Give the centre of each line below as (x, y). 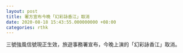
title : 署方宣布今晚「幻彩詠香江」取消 (48, 17)
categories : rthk (27, 27)
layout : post (22, 11)
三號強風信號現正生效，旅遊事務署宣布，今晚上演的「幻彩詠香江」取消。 (93, 44)
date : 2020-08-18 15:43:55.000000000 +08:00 (61, 22)
